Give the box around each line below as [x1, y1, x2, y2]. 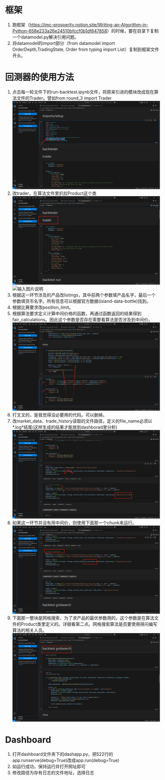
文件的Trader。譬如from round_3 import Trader [16, 95, 112, 101]
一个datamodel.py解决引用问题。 [12, 34, 79, 40]
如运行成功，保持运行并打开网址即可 [12, 763, 86, 769]
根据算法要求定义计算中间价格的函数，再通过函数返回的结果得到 [12, 310, 141, 316]
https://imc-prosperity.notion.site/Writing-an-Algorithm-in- [29, 22, 149, 28]
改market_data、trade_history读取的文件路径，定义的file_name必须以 [12, 418, 152, 424]
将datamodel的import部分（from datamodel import [12, 40, 115, 46]
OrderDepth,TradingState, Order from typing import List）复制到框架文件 [12, 46, 160, 52]
